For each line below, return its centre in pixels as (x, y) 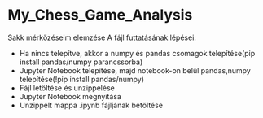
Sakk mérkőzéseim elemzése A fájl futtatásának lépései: (102, 37)
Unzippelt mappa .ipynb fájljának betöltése (91, 105)
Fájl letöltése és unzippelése (67, 88)
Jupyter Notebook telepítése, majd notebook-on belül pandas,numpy (135, 70)
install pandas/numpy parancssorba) (81, 62)
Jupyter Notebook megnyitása (70, 96)
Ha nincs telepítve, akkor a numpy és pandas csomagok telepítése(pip (137, 53)
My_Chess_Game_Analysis (100, 15)
